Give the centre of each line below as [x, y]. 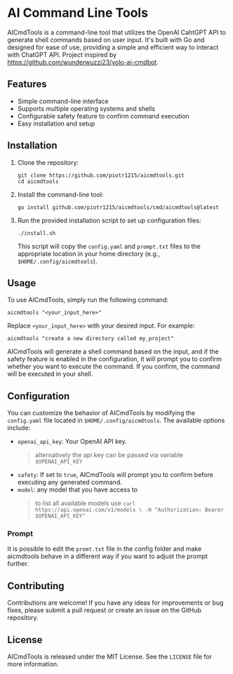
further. [18, 564]
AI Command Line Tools [78, 13]
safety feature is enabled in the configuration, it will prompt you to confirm [115, 359]
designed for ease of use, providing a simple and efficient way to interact [113, 47]
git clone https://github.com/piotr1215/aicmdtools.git [101, 175]
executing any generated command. [69, 483]
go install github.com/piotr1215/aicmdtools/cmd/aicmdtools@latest [118, 207]
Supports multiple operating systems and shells [86, 108]
